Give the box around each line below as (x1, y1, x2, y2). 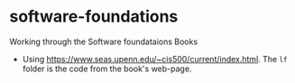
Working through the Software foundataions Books (9, 36, 198, 47)
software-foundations (9, 6, 179, 27)
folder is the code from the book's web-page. (22, 63, 192, 74)
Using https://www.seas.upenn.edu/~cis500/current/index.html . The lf (22, 53, 288, 64)
